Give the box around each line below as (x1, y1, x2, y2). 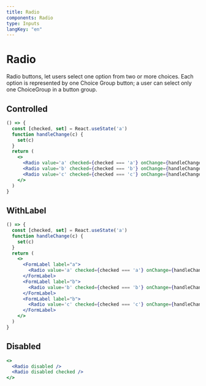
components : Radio (6, 15, 53, 21)
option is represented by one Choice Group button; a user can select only (6, 79, 192, 87)
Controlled (6, 104, 48, 114)
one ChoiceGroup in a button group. (6, 86, 97, 93)
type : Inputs (6, 20, 40, 26)
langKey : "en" (6, 26, 43, 33)
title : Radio (6, 9, 40, 15)
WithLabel (6, 205, 47, 215)
